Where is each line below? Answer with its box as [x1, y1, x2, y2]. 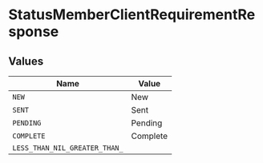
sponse [8, 22, 59, 41]
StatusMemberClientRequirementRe [8, 6, 256, 24]
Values [8, 54, 44, 68]
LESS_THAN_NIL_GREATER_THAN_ [12, 144, 123, 153]
